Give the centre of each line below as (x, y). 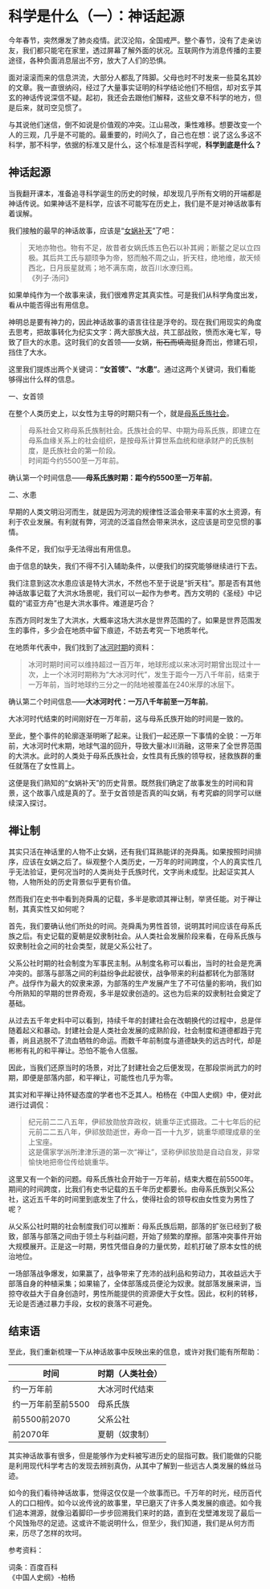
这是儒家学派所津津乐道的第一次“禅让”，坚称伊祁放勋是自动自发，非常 (144, 1152)
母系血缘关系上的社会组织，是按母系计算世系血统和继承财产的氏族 (137, 440)
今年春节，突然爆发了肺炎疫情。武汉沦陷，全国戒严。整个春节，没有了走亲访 (135, 40)
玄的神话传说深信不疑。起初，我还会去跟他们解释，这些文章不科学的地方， (131, 97)
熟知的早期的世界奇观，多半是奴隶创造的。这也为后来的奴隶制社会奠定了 (142, 993)
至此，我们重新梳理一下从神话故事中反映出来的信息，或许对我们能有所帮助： (135, 1352)
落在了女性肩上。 (50, 766)
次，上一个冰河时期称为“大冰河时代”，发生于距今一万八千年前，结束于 (144, 674)
